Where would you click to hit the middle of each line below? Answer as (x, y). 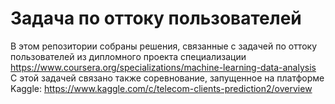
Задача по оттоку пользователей (156, 18)
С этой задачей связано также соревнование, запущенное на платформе (167, 78)
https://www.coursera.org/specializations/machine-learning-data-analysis (163, 67)
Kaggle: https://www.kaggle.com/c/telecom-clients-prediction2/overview (161, 88)
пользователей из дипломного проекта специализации (128, 56)
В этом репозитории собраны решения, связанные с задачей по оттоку (164, 46)
